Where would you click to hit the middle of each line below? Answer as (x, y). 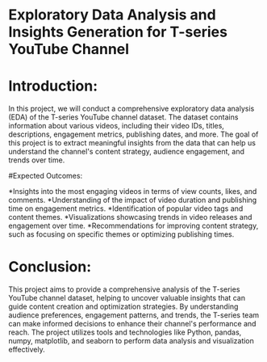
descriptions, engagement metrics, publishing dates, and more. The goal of (133, 134)
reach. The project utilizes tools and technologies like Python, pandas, (125, 332)
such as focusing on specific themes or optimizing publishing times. (121, 234)
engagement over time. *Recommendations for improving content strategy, (133, 226)
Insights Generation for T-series (118, 32)
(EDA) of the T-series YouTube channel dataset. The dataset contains (123, 117)
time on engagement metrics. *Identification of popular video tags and (126, 208)
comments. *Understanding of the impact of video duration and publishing (133, 200)
